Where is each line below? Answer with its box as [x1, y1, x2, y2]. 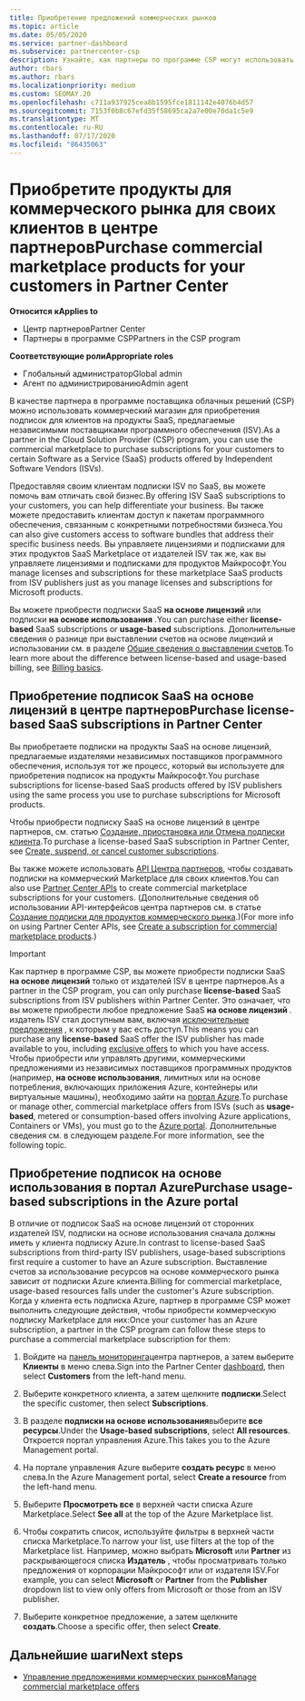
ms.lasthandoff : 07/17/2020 [9, 132, 116, 141]
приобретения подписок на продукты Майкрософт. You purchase [9, 769, 261, 781]
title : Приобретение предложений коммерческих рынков [9, 13, 218, 23]
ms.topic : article [9, 22, 79, 31]
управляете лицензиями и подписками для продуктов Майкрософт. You [9, 558, 288, 569]
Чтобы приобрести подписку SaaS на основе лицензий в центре [9, 816, 261, 827]
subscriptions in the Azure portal [48, 1193, 239, 1209]
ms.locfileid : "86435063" [9, 140, 107, 149]
